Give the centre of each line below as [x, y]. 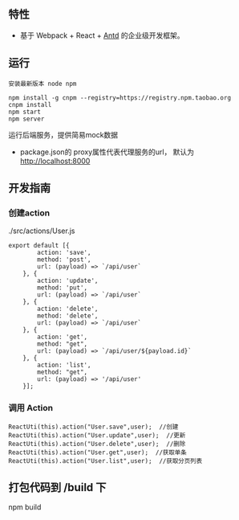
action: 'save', [64, 253]
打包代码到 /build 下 [57, 487]
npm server [26, 119]
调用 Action [31, 408]
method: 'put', [63, 288]
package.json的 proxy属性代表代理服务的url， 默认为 [107, 152]
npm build [25, 507]
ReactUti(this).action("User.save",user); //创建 [93, 427]
